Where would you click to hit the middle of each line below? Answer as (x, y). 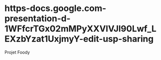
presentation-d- (37, 18)
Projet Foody (17, 52)
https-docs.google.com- (56, 8)
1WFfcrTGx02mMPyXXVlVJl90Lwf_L (80, 29)
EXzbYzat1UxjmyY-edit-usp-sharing (79, 39)
